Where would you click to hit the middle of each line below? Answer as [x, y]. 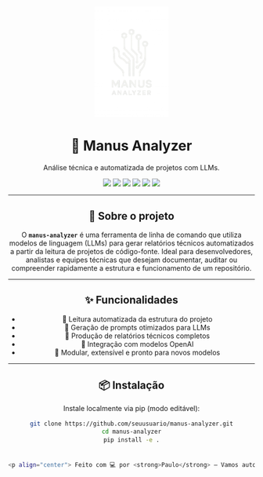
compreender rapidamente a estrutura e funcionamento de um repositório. [131, 268]
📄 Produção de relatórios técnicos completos [137, 336]
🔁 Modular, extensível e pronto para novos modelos [137, 352]
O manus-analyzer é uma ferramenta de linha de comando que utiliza [131, 235]
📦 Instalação [131, 386]
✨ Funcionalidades [131, 300]
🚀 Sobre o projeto [131, 216]
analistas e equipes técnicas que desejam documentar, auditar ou [131, 260]
